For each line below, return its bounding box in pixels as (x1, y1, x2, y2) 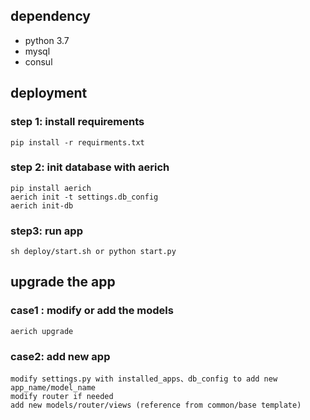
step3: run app (10, 224, 83, 238)
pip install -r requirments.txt (10, 137, 145, 148)
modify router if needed (10, 392, 114, 402)
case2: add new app (10, 349, 111, 363)
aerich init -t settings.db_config (10, 192, 159, 202)
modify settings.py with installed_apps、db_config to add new (10, 374, 278, 384)
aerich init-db (10, 200, 74, 211)
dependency (10, 8, 92, 25)
